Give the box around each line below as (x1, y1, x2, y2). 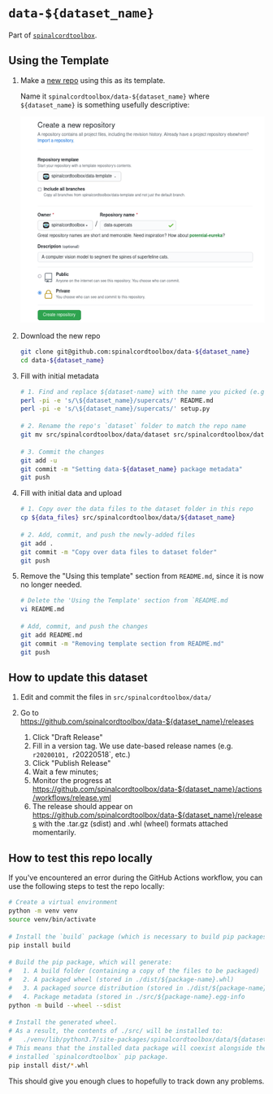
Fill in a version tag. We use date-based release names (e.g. (32, 741, 233, 751)
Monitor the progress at (32, 776, 112, 785)
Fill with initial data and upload (19, 488, 122, 498)
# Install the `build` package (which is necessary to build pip (8, 932, 234, 941)
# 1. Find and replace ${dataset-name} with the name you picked (19, 387, 246, 396)
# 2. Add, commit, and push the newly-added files (19, 531, 196, 539)
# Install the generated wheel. (8, 1018, 118, 1026)
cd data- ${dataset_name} (19, 356, 105, 365)
